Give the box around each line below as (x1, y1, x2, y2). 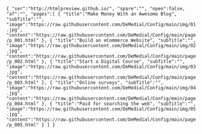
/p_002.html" (6, 59, 39, 65)
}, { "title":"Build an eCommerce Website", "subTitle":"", (41, 37, 197, 43)
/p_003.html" (6, 80, 39, 86)
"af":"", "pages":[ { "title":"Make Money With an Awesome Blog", (6, 11, 177, 17)
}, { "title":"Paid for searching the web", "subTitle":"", (41, 101, 197, 107)
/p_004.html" (6, 101, 39, 107)
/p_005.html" (6, 122, 39, 128)
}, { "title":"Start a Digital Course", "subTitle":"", (41, 59, 186, 65)
